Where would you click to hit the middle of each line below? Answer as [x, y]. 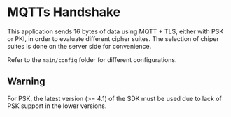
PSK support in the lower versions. [57, 106]
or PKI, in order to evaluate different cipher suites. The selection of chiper [113, 38]
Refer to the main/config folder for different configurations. [92, 59]
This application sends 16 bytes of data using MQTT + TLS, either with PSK [115, 31]
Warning [26, 82]
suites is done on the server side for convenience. [79, 46]
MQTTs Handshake [64, 12]
